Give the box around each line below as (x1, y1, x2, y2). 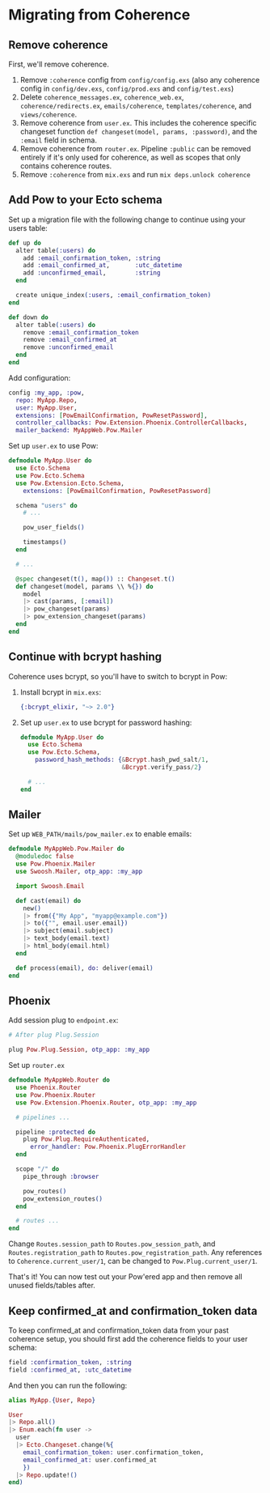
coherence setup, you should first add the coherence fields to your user (8, 1333, 248, 1343)
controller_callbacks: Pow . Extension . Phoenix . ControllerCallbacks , (15, 419, 248, 427)
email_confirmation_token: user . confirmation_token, (23, 1448, 205, 1457)
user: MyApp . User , (15, 403, 78, 412)
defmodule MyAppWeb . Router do (8, 1076, 111, 1084)
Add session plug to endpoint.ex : (8, 1015, 119, 1025)
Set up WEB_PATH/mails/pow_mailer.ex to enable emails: (8, 829, 192, 839)
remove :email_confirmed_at (23, 336, 117, 344)
